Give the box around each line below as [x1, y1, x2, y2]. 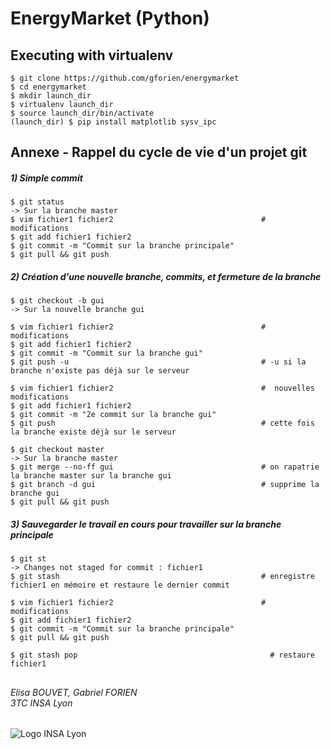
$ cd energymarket [10, 82, 87, 92]
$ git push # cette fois [10, 418, 315, 429]
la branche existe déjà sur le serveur [10, 427, 177, 437]
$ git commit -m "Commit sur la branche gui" [10, 348, 203, 359]
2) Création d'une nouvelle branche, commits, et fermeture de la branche [10, 270, 322, 282]
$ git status [10, 197, 65, 207]
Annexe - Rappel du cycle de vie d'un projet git [10, 144, 308, 161]
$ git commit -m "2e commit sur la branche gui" [10, 410, 217, 420]
